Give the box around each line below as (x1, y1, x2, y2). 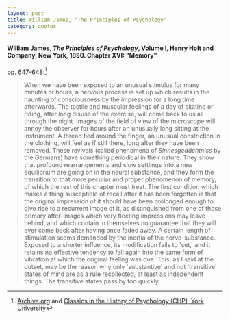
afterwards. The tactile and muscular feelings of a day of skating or (23, 103, 214, 111)
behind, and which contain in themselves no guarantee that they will (23, 219, 216, 227)
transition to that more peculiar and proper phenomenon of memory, (23, 175, 217, 183)
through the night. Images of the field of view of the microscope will (23, 117, 216, 125)
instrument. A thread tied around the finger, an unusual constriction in (23, 131, 220, 140)
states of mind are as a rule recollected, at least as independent (23, 270, 204, 278)
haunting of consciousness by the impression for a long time (23, 95, 195, 103)
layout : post (7, 10, 44, 17)
